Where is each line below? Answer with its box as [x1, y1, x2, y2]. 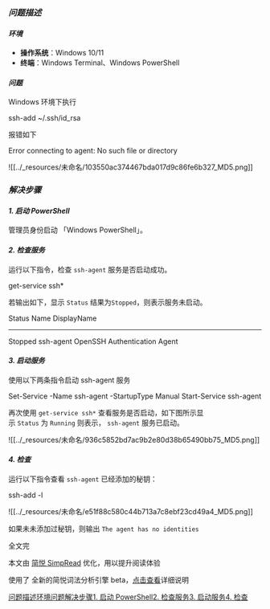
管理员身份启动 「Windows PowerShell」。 [8, 225, 147, 235]
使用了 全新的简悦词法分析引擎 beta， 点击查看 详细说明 [8, 575, 190, 585]
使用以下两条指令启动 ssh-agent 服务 [8, 375, 131, 385]
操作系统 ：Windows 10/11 [19, 48, 104, 58]
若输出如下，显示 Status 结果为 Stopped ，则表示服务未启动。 [8, 297, 207, 307]
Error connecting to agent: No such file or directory [8, 146, 178, 156]
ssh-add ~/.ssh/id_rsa [8, 113, 81, 123]
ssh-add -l [8, 490, 43, 500]
